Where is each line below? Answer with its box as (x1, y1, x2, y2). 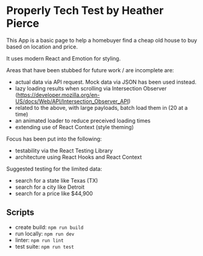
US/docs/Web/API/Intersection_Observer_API (15, 98, 129, 105)
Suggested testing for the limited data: (6, 165, 102, 172)
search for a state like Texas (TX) (15, 177, 98, 184)
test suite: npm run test (15, 243, 74, 250)
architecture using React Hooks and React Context (15, 153, 142, 161)
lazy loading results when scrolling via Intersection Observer (15, 84, 167, 92)
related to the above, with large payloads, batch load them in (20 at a (15, 104, 188, 111)
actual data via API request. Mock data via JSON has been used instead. (15, 78, 197, 86)
